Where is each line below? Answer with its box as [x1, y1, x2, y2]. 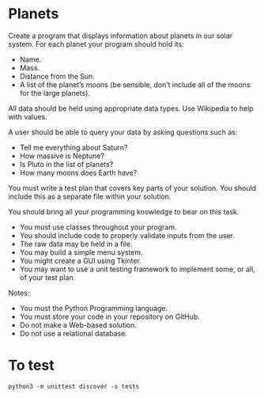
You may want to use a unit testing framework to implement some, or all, [19, 264, 255, 274]
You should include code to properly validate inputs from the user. [19, 230, 236, 240]
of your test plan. [19, 272, 76, 282]
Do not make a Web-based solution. [19, 320, 137, 329]
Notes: [8, 288, 30, 298]
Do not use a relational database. [19, 328, 128, 338]
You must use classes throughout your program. [19, 222, 177, 232]
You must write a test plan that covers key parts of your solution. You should [8, 183, 257, 192]
